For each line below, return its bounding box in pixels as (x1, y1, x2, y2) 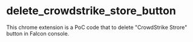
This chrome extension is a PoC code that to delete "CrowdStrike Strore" (6, 24, 188, 31)
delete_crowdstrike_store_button (6, 4, 177, 18)
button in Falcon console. (6, 30, 70, 37)
